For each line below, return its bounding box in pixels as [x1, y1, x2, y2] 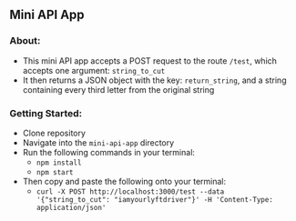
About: [9, 35, 41, 47]
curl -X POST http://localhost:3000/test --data [36, 186, 225, 196]
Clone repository [22, 127, 87, 138]
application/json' [36, 203, 107, 212]
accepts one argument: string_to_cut [22, 65, 166, 75]
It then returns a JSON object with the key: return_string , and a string [22, 75, 287, 85]
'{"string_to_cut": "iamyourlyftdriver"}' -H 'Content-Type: [36, 195, 273, 204]
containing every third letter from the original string [22, 84, 215, 95]
